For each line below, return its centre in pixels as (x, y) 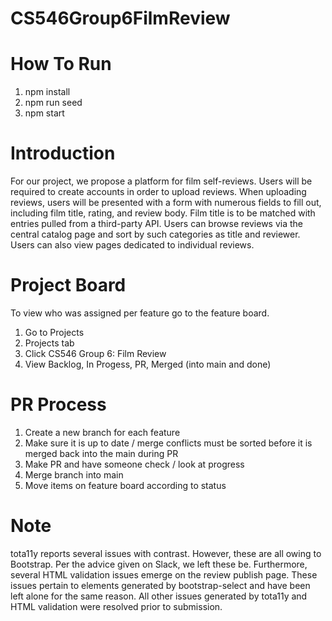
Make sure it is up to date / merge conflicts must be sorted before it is (168, 443)
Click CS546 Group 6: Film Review (95, 353)
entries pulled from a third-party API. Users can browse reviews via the (156, 224)
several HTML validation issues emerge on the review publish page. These (164, 574)
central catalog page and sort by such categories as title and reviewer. (155, 234)
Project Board (68, 285)
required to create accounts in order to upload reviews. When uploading (158, 192)
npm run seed (53, 103)
